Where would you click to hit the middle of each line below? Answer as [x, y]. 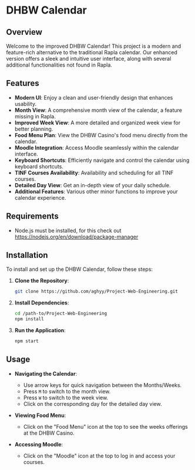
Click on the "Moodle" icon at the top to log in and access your [99, 456]
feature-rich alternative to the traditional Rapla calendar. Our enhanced [92, 52]
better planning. [34, 129]
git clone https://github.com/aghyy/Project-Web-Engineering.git [96, 292]
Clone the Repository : [42, 281]
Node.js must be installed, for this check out [68, 230]
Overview [24, 32]
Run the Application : [40, 330]
